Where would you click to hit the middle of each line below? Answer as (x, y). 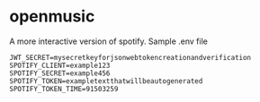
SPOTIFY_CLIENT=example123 (60, 65)
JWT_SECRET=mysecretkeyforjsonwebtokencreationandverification (130, 57)
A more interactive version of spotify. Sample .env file (109, 41)
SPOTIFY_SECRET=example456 (60, 73)
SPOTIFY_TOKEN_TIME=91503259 (64, 89)
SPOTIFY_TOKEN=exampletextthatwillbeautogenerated (106, 81)
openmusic (52, 17)
